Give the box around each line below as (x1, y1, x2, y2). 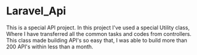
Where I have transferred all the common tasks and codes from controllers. (6, 30, 192, 37)
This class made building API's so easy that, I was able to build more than (6, 36, 187, 44)
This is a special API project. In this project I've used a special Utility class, (6, 24, 190, 31)
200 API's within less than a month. (6, 43, 94, 50)
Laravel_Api (6, 4, 66, 18)
